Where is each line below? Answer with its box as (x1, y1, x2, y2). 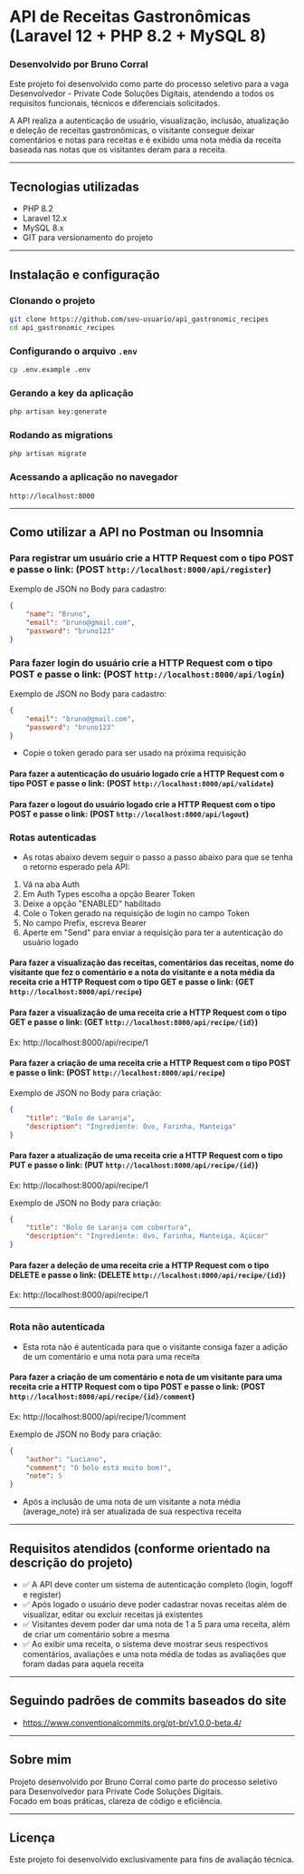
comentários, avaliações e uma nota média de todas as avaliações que (22, 1648, 287, 1659)
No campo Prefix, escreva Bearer (22, 917, 147, 928)
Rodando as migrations (9, 429, 113, 441)
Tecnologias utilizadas (9, 179, 139, 194)
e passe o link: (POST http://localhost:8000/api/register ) (9, 562, 271, 575)
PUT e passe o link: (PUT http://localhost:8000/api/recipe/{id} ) (9, 1159, 259, 1170)
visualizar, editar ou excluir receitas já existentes (22, 1608, 204, 1620)
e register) (22, 1589, 62, 1600)
